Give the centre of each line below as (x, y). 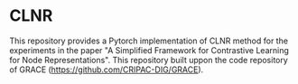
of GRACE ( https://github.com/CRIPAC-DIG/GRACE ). (107, 70)
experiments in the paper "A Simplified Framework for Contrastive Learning (149, 50)
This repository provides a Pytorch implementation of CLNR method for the (149, 41)
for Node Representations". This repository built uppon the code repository (149, 60)
